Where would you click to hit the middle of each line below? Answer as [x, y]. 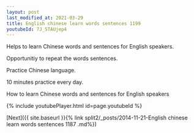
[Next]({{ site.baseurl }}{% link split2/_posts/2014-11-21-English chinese [97, 118]
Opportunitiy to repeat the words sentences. [62, 58]
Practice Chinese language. [41, 70]
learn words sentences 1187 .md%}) [51, 124]
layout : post [23, 12]
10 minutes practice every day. [45, 82]
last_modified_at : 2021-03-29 [45, 18]
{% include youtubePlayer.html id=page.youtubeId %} [74, 106]
